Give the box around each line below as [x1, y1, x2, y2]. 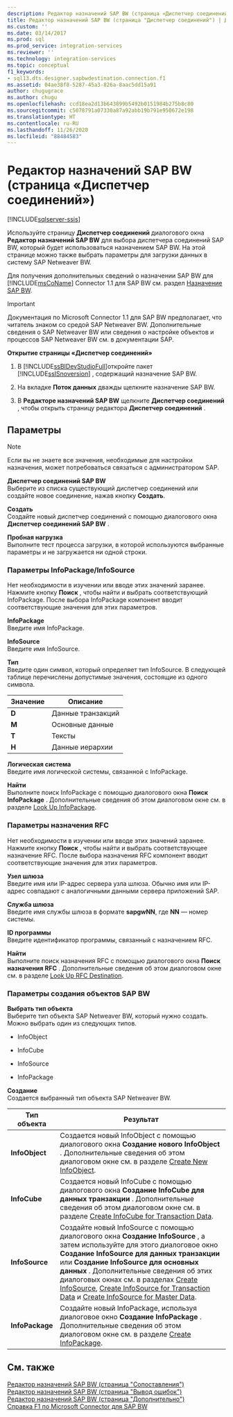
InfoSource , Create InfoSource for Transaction [60, 1283, 210, 1293]
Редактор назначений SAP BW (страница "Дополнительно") [7, 1395, 185, 1403]
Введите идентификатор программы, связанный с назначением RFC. [7, 935, 213, 944]
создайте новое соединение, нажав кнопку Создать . [7, 492, 166, 500]
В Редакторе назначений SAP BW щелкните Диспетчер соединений [17, 396, 225, 405]
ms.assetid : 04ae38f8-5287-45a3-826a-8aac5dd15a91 [7, 81, 157, 88]
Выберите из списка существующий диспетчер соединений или [7, 484, 198, 492]
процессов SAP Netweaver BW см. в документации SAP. [7, 335, 175, 344]
